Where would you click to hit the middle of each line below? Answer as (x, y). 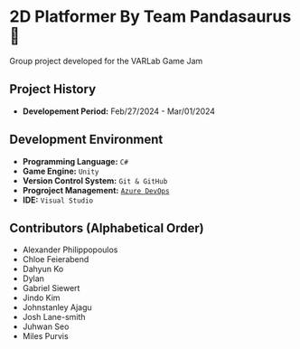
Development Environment (86, 140)
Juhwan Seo (46, 326)
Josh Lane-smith (54, 317)
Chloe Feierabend (56, 259)
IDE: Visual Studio (58, 200)
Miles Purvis (46, 336)
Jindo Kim (41, 298)
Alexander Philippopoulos (70, 250)
